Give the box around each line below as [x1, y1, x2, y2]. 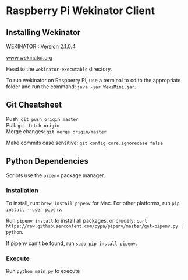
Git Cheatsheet [6, 100, 62, 110]
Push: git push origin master [6, 115, 79, 122]
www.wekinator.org [6, 54, 53, 61]
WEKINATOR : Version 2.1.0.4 [6, 43, 76, 50]
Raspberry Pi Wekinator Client [6, 4, 155, 18]
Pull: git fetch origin [6, 122, 60, 129]
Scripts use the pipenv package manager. [6, 171, 105, 179]
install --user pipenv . [6, 206, 63, 213]
